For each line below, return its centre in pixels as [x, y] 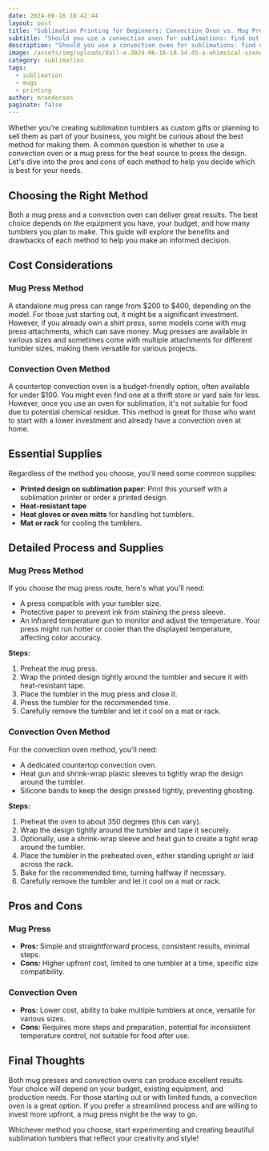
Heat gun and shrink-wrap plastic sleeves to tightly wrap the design [131, 773]
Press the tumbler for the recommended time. [95, 703]
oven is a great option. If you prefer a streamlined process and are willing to [133, 1105]
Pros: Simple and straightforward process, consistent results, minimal [134, 946]
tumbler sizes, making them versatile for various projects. [103, 348]
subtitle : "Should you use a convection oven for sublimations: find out [134, 38]
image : [19, 53]
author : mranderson [41, 98]
